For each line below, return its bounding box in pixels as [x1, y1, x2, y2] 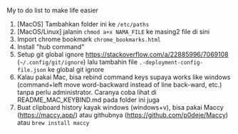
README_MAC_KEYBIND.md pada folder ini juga [16, 96, 160, 104]
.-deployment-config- [139, 59, 204, 66]
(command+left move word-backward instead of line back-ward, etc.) [16, 81, 222, 88]
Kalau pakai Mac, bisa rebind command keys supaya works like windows [16, 73, 231, 81]
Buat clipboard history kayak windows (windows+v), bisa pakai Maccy [16, 103, 224, 111]
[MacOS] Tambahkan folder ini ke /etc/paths [16, 20, 150, 28]
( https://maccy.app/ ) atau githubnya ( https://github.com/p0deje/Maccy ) [16, 110, 229, 119]
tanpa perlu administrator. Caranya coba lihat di [16, 88, 157, 96]
